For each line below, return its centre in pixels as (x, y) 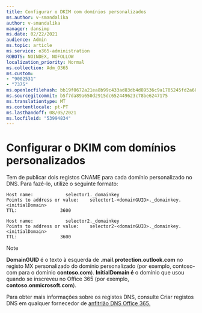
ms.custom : (20, 73)
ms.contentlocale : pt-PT (37, 107)
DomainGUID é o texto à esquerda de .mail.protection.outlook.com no (95, 260)
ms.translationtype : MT (36, 101)
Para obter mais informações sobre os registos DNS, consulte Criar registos (100, 297)
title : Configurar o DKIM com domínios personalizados (76, 12)
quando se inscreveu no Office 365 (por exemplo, (68, 279)
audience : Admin (26, 40)
